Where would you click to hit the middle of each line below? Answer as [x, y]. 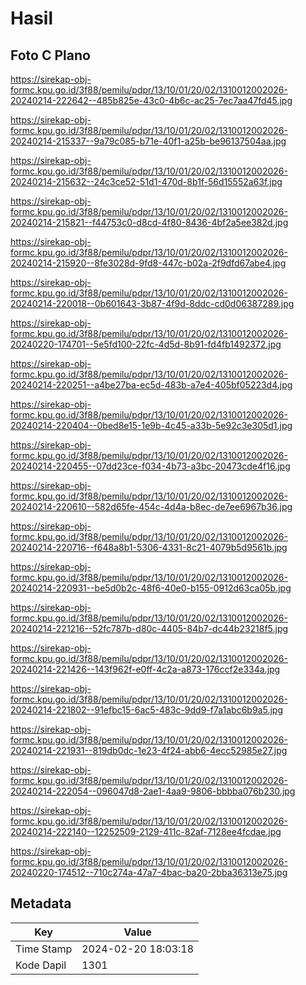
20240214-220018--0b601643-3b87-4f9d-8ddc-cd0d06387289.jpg [152, 303]
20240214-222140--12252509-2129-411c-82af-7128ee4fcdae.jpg [146, 831]
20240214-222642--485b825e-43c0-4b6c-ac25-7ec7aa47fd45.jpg [151, 100]
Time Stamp [44, 949]
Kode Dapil [41, 965]
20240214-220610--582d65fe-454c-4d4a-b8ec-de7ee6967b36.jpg [151, 506]
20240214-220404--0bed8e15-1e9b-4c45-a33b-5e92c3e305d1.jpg [151, 425]
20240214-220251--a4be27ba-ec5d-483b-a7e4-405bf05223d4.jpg [151, 385]
